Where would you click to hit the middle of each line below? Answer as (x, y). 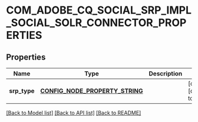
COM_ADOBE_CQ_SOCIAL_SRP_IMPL (99, 10)
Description (166, 73)
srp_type (22, 91)
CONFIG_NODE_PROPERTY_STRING (92, 91)
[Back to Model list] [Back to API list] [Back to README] (74, 113)
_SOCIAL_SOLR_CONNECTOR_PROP (96, 23)
